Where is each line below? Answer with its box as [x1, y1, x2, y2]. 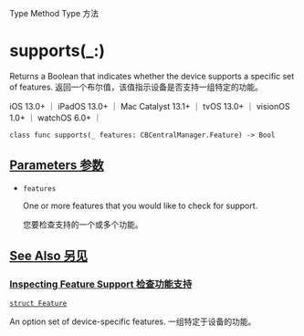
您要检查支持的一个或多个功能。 [22, 218, 143, 230]
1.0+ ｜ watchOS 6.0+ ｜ [9, 112, 102, 123]
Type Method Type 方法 [9, 8, 99, 18]
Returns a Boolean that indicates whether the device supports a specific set [9, 70, 295, 81]
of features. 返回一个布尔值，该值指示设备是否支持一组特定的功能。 [9, 81, 263, 92]
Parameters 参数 [9, 158, 104, 173]
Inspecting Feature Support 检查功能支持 [9, 278, 193, 290]
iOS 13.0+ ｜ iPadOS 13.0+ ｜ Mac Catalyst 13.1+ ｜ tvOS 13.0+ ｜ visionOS [9, 100, 290, 111]
